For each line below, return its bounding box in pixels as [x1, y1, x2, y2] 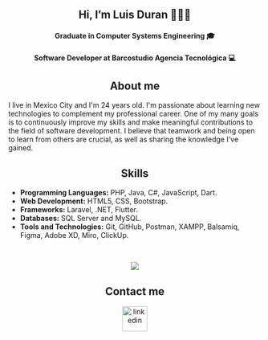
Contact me [104, 285, 165, 298]
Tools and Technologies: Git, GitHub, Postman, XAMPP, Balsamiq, [19, 222, 240, 231]
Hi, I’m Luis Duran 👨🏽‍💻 [78, 8, 192, 22]
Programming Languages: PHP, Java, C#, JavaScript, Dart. [19, 188, 217, 198]
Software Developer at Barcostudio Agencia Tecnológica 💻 [34, 53, 236, 63]
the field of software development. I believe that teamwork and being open [8, 126, 255, 136]
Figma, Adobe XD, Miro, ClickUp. [19, 231, 129, 240]
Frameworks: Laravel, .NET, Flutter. [19, 205, 138, 215]
